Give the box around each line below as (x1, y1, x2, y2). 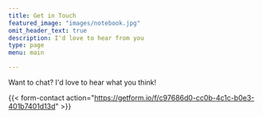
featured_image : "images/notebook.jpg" (8, 19, 141, 27)
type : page (8, 41, 45, 49)
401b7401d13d (8, 101, 56, 111)
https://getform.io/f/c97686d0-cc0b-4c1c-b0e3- (94, 93, 255, 102)
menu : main (8, 49, 45, 57)
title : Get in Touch (8, 11, 77, 20)
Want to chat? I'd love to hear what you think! (8, 77, 157, 87)
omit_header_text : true (8, 26, 88, 34)
